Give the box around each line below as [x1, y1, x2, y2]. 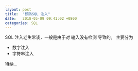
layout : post [5, 7, 32, 12]
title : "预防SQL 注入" [5, 12, 50, 16]
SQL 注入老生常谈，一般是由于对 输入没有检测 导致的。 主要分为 [5, 34, 134, 40]
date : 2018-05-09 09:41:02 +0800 [5, 16, 77, 21]
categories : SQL [5, 20, 38, 26]
